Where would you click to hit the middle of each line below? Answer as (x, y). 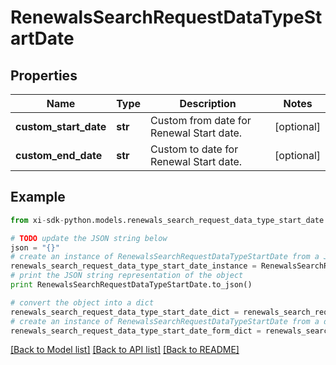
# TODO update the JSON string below (89, 238)
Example (38, 197)
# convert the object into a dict (82, 302)
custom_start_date (61, 126)
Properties (44, 75)
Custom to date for (194, 149)
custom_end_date (59, 155)
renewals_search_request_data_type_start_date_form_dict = (136, 331)
